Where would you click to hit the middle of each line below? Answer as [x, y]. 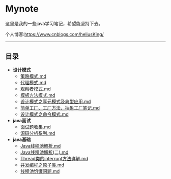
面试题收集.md [35, 127]
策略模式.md [33, 76]
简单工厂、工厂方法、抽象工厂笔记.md [60, 108]
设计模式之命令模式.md [44, 114]
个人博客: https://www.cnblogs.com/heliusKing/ [55, 34]
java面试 [22, 120]
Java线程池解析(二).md [44, 152]
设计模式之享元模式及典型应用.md [55, 101]
